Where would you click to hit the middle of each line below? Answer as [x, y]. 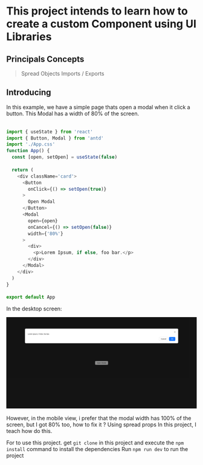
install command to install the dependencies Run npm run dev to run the [97, 449]
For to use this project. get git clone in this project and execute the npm [95, 443]
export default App [31, 297]
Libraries [29, 37]
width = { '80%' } [46, 234]
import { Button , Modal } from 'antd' [55, 138]
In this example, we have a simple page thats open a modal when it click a [98, 107]
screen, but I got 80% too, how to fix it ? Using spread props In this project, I [101, 425]
